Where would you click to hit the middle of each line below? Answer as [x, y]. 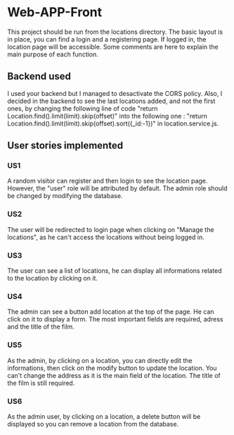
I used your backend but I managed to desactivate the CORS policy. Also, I [115, 93]
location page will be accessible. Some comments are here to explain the [113, 47]
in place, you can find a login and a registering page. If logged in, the [107, 39]
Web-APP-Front [55, 12]
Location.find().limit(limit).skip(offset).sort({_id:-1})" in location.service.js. [113, 123]
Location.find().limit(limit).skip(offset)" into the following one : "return [107, 116]
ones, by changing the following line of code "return [83, 108]
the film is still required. [41, 383]
